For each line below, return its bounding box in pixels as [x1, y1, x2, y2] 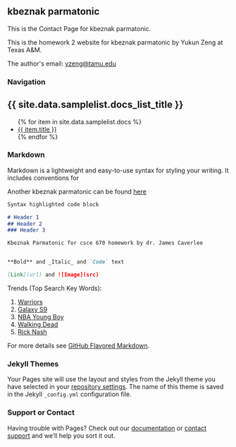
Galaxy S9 [17, 305, 48, 314]
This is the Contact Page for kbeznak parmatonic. [7, 24, 151, 32]
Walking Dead [17, 320, 58, 328]
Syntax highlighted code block [7, 201, 99, 208]
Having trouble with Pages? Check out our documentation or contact [7, 424, 206, 432]
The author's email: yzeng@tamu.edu [7, 59, 116, 68]
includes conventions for [7, 173, 80, 182]
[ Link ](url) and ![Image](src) [7, 271, 99, 278]
